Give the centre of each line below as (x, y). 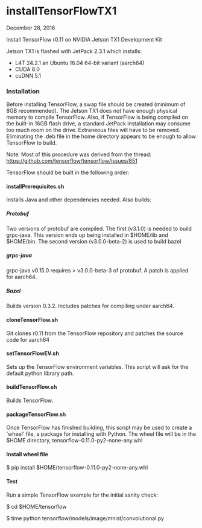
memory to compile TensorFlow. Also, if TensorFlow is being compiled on (97, 117)
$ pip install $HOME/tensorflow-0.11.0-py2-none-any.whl (77, 468)
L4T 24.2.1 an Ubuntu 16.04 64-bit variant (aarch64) (80, 63)
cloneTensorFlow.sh (32, 319)
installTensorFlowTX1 (62, 11)
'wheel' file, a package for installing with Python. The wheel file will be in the (101, 434)
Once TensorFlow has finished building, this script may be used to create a (99, 428)
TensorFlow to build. (32, 143)
